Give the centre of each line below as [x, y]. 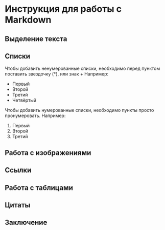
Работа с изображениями [48, 153]
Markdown [28, 20]
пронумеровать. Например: [35, 116]
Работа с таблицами [39, 188]
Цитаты [18, 205]
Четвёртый [24, 100]
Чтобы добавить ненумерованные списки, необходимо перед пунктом [82, 69]
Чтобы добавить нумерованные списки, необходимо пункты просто [79, 110]
